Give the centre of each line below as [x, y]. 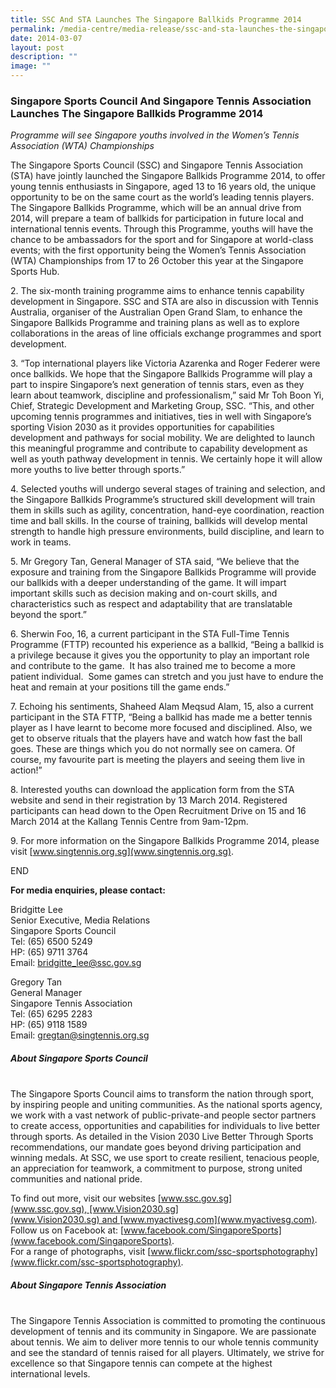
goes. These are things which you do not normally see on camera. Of [153, 749]
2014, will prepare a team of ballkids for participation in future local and [157, 218]
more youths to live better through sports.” [98, 470]
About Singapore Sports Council [79, 1058]
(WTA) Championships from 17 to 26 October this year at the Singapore [157, 261]
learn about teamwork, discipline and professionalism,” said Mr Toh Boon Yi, [167, 395]
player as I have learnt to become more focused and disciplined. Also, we [161, 728]
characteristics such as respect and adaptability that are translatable [151, 604]
